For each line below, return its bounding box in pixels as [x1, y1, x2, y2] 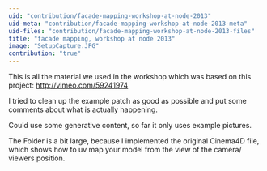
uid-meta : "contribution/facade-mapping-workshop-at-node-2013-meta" [8, 19, 248, 28]
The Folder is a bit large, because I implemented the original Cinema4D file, [8, 136, 260, 146]
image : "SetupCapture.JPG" [8, 42, 100, 50]
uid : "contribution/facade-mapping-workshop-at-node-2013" [8, 11, 212, 20]
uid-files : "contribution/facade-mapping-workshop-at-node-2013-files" [8, 27, 255, 35]
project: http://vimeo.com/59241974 [8, 80, 129, 90]
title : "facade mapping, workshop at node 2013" [8, 34, 176, 43]
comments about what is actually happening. [8, 105, 158, 114]
